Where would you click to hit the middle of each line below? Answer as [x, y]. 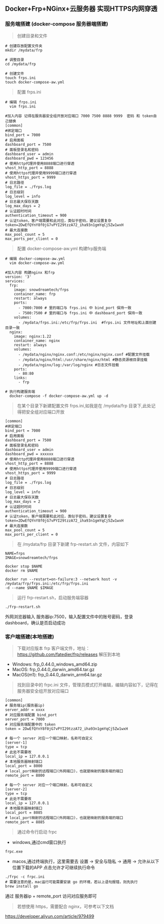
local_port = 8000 [24, 766]
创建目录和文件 [32, 35]
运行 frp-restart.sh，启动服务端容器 [53, 597]
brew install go [22, 886]
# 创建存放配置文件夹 [24, 46]
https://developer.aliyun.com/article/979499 [50, 916]
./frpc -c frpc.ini [25, 877]
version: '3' [18, 277]
